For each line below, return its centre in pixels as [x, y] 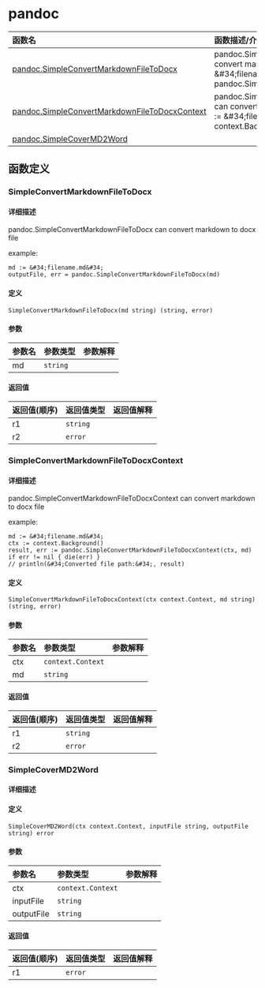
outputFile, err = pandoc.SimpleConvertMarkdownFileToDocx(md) [114, 275]
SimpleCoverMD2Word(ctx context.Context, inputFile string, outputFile [128, 826]
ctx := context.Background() [56, 544]
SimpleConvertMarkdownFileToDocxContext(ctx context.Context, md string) [132, 600]
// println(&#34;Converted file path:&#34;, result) [97, 564]
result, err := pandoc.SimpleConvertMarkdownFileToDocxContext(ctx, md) [130, 550]
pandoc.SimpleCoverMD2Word [70, 139]
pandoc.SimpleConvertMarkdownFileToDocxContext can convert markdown [132, 499]
